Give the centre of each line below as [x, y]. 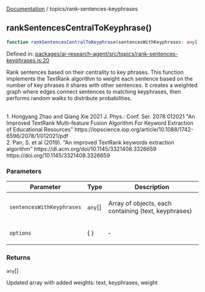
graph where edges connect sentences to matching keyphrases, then [94, 92]
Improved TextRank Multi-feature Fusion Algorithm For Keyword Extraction [100, 123]
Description [152, 187]
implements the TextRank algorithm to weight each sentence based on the [100, 78]
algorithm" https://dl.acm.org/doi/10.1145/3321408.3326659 [81, 148]
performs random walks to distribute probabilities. [69, 98]
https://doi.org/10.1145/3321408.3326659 [58, 155]
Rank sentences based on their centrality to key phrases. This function [95, 72]
